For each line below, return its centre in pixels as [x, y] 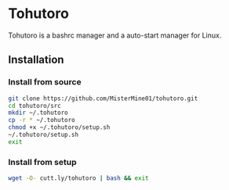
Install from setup [42, 162]
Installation [36, 60]
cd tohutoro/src [35, 106]
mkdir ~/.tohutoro [38, 113]
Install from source [45, 82]
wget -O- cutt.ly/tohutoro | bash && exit [78, 178]
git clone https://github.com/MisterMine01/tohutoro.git [103, 99]
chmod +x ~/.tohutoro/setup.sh [59, 127]
